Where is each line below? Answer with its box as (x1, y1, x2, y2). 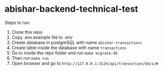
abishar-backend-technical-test (4, 3, 139, 15)
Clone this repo (11, 29, 42, 35)
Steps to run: (4, 20, 31, 25)
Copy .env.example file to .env (11, 34, 73, 40)
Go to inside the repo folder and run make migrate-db (11, 50, 118, 56)
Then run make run (11, 55, 49, 61)
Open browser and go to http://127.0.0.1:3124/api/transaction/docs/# (11, 60, 158, 66)
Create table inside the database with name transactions (11, 45, 127, 50)
